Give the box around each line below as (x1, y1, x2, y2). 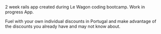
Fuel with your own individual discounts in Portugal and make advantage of (5, 19, 157, 24)
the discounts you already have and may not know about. (5, 23, 121, 29)
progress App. (5, 9, 34, 15)
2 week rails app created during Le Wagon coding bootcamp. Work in (5, 4, 145, 10)
